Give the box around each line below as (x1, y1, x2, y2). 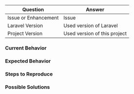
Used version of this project (63, 30, 127, 37)
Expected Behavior (5, 58, 51, 64)
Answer (86, 6, 105, 13)
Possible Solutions (5, 83, 50, 90)
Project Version (7, 30, 43, 37)
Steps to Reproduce (5, 70, 53, 77)
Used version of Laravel (63, 22, 118, 29)
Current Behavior (5, 45, 47, 51)
